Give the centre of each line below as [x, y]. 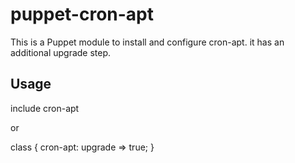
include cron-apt [45, 108]
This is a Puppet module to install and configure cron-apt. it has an [147, 42]
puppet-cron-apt [82, 14]
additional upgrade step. [61, 52]
